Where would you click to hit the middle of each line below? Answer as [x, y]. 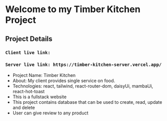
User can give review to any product [50, 113]
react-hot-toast [28, 91]
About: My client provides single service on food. [64, 80]
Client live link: [28, 52]
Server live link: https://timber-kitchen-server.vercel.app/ [83, 65]
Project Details [29, 39]
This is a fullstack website [39, 97]
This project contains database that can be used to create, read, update [87, 102]
